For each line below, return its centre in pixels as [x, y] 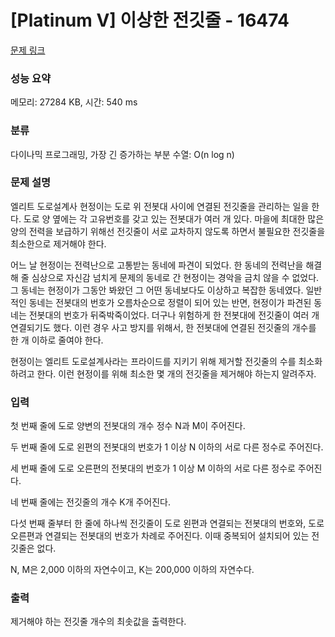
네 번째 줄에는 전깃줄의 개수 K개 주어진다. [91, 502]
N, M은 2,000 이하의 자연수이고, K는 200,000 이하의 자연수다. [132, 570]
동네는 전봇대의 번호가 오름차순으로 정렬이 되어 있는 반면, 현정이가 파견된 [170, 302]
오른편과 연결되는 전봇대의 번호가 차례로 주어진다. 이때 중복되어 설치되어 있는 [160, 536]
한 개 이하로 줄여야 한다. [57, 340]
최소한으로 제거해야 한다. [58, 243]
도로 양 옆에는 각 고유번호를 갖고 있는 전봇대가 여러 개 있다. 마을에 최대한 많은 [174, 218]
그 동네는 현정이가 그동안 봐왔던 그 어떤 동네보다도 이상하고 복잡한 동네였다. [157, 290]
